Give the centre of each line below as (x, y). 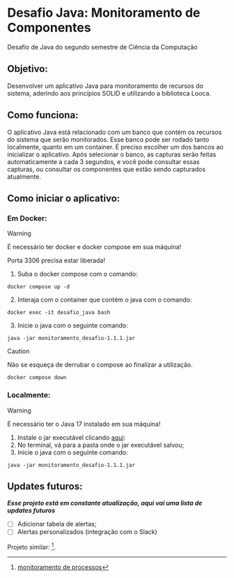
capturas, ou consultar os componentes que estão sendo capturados (107, 169)
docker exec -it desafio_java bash (59, 313)
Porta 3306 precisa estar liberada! (56, 260)
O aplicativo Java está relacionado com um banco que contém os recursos (115, 132)
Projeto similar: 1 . (31, 547)
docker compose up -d (39, 287)
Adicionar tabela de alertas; (57, 524)
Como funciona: (43, 116)
